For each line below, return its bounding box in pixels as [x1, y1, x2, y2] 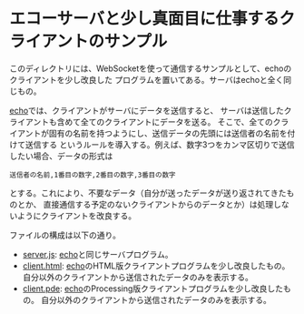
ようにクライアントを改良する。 [16, 210, 137, 221]
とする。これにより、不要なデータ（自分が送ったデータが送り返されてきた [9, 187, 287, 198]
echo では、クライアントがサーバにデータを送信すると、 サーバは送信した [9, 105, 284, 116]
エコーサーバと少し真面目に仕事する [9, 8, 279, 29]
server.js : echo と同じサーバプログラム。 [22, 248, 174, 259]
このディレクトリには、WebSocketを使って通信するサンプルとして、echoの [9, 63, 292, 74]
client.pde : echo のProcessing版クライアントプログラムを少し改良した [22, 283, 284, 294]
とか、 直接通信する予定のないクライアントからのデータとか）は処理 [16, 198, 274, 209]
